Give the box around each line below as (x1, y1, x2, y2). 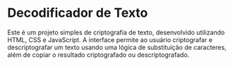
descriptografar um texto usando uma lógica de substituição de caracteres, (7, 43, 227, 51)
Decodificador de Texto (7, 5, 148, 21)
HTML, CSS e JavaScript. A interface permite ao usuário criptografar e (7, 35, 213, 44)
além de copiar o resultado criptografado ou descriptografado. (7, 51, 190, 59)
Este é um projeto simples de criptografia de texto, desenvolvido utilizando (7, 28, 225, 37)
